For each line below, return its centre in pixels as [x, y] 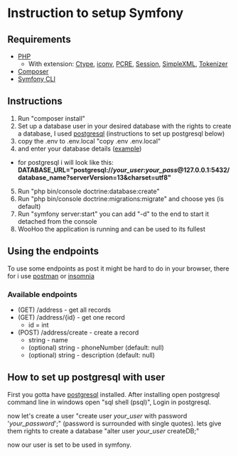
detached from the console [57, 221]
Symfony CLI [36, 79]
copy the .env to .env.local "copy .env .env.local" [89, 141]
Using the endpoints [53, 251]
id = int [38, 325]
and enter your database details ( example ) [80, 148]
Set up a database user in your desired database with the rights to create [125, 126]
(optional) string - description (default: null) [91, 355]
